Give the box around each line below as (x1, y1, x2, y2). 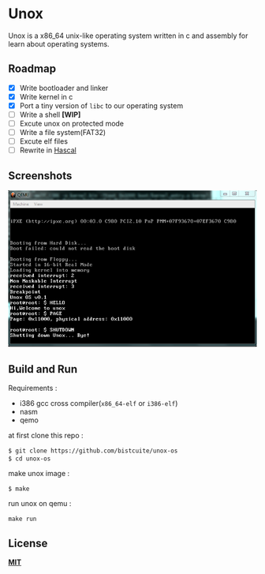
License (8, 536, 48, 550)
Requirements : (8, 384, 58, 393)
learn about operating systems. (8, 39, 110, 48)
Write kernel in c (19, 92, 73, 101)
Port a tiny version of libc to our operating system (19, 100, 184, 111)
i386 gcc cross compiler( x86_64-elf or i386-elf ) (19, 399, 178, 408)
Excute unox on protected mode (19, 119, 125, 128)
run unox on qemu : (8, 499, 72, 508)
